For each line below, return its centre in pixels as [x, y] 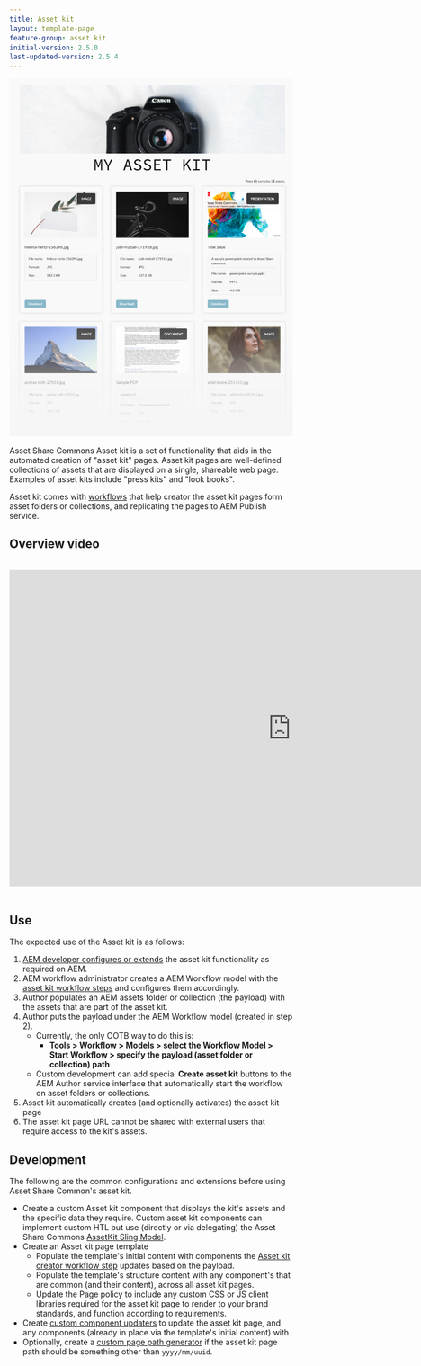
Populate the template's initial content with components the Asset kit [163, 1256]
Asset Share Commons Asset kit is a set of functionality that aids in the [141, 451]
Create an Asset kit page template [85, 1246]
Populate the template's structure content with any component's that [163, 1275]
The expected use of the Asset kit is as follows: [97, 942]
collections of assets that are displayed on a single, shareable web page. [144, 469]
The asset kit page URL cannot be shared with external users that [143, 1122]
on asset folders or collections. [93, 1094]
